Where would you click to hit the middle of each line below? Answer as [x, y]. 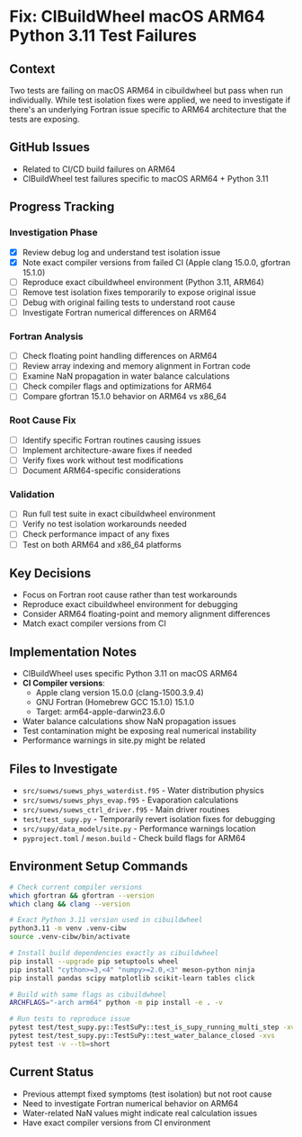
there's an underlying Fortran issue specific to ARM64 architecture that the [148, 109]
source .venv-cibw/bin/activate [70, 937]
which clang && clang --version [70, 904]
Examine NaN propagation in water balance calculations [126, 376]
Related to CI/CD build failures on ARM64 [99, 169]
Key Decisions [50, 573]
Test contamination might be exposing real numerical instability [139, 731]
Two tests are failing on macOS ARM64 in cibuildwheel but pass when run [146, 90]
